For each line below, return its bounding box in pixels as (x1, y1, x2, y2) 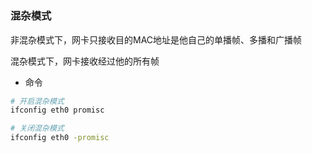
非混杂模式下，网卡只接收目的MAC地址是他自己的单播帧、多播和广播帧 (10, 33, 303, 46)
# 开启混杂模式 (10, 96, 65, 106)
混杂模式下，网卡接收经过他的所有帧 (10, 55, 160, 67)
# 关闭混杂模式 (10, 123, 65, 134)
